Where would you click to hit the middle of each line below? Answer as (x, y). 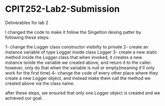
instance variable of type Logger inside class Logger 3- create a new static (81, 52)
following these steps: (28, 37)
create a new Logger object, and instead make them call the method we (78, 78)
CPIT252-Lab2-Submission (62, 9)
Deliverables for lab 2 (27, 23)
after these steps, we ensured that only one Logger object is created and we (82, 93)
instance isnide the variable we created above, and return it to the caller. (78, 62)
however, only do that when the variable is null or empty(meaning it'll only (80, 68)
